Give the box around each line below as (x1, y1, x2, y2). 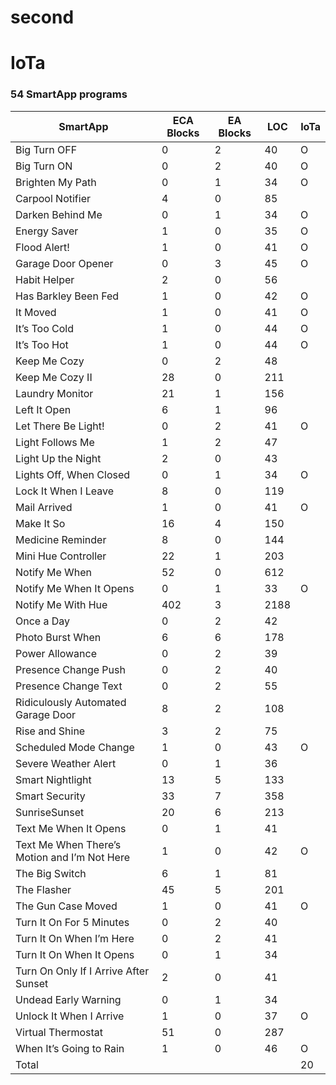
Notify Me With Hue (15, 597, 108, 611)
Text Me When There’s (15, 837, 122, 851)
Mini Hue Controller (15, 549, 107, 563)
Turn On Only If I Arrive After (15, 964, 150, 978)
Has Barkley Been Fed (15, 289, 120, 303)
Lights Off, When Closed (15, 467, 131, 481)
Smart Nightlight (15, 772, 92, 786)
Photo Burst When (15, 630, 102, 644)
